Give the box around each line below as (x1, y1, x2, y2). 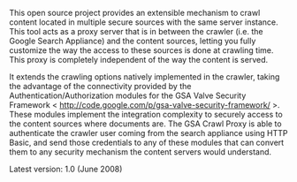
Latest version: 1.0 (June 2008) (9, 163, 123, 174)
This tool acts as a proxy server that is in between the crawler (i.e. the (9, 27, 263, 36)
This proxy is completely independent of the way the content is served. (9, 55, 268, 64)
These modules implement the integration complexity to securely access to (9, 110, 283, 119)
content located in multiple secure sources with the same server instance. (9, 17, 278, 27)
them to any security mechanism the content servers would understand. (9, 147, 272, 157)
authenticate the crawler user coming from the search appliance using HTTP (9, 128, 288, 138)
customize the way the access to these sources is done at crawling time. (9, 45, 274, 56)
